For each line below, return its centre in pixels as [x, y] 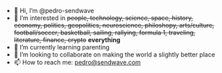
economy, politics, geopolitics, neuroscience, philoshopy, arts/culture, [114, 25]
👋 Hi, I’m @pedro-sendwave [54, 11]
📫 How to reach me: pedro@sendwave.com [77, 62]
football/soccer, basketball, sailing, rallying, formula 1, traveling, [104, 32]
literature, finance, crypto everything [67, 40]
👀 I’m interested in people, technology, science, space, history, [103, 18]
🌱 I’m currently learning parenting [61, 47]
